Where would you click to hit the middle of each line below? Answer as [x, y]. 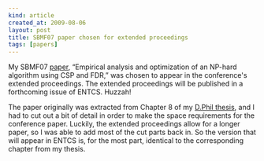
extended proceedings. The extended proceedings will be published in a [126, 84]
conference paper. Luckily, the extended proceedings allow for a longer [124, 124]
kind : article [32, 15]
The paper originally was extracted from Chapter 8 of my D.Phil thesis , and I [131, 108]
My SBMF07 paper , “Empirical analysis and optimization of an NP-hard [123, 67]
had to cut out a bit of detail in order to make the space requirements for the [132, 115]
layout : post [30, 30]
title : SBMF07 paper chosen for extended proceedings [99, 37]
